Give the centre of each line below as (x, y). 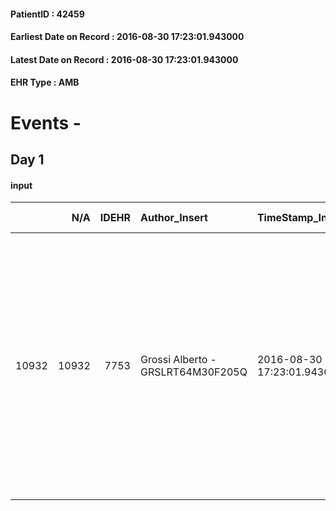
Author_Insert (173, 218)
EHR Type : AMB (45, 82)
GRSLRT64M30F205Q (193, 372)
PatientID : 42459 (47, 14)
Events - (46, 122)
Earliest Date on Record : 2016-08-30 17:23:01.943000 (127, 37)
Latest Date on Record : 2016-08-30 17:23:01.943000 (124, 59)
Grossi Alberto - (178, 360)
